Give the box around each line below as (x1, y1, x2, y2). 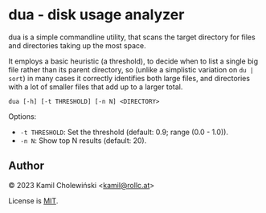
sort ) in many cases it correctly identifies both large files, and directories (8, 73, 251, 83)
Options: (8, 111, 37, 121)
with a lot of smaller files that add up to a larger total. (8, 82, 183, 92)
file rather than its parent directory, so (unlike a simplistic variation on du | (8, 64, 255, 74)
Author (8, 159, 44, 173)
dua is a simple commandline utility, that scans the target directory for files (8, 32, 256, 42)
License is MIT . (8, 195, 59, 206)
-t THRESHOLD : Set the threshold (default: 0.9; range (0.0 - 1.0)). (19, 127, 229, 137)
